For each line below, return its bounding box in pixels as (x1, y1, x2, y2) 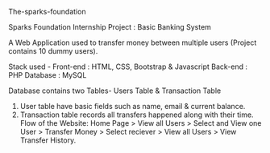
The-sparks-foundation (8, 7, 86, 16)
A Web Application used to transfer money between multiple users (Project (8, 38, 257, 47)
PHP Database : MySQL (8, 70, 87, 79)
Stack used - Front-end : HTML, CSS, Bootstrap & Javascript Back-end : (8, 62, 248, 71)
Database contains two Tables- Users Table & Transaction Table (8, 86, 222, 95)
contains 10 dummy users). (8, 46, 98, 55)
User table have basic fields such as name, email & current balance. (19, 102, 246, 111)
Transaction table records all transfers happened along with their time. (19, 110, 254, 119)
